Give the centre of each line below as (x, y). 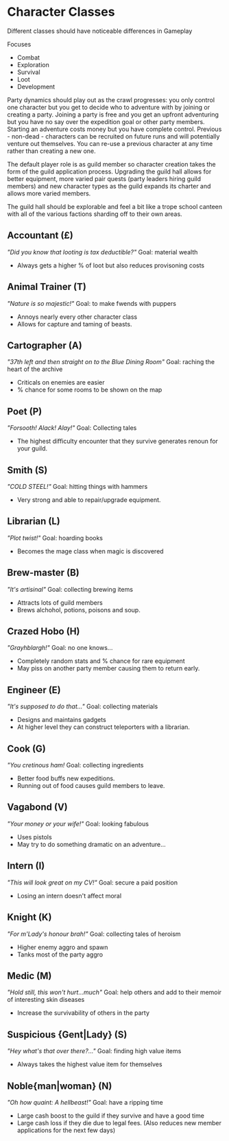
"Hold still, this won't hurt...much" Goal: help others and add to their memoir (114, 992)
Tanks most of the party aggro (60, 954)
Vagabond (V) (38, 807)
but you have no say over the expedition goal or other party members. (106, 121)
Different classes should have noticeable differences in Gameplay (100, 31)
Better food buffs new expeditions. (66, 778)
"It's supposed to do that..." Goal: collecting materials (83, 706)
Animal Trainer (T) (47, 287)
